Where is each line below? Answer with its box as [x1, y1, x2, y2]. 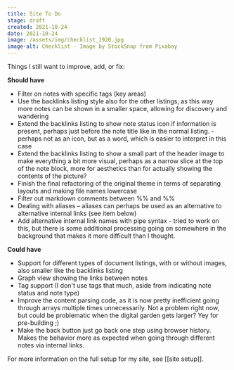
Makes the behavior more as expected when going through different [17, 333, 216, 342]
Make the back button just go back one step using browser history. [17, 326, 212, 334]
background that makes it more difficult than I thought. [17, 231, 176, 240]
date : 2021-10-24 [7, 30, 58, 37]
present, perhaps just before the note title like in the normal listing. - [17, 127, 214, 135]
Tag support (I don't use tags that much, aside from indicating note [17, 281, 212, 289]
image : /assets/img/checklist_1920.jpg [7, 37, 124, 44]
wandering [17, 112, 49, 120]
